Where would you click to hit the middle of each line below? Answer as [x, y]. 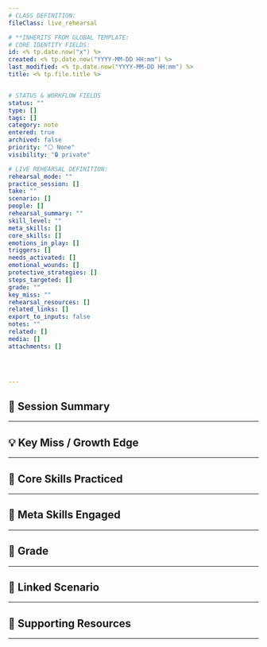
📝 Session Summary [59, 406]
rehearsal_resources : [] [49, 302]
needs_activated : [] [43, 258]
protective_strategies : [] [53, 273]
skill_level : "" [35, 221]
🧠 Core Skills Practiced [66, 479]
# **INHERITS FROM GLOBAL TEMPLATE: [69, 37]
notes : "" [25, 324]
